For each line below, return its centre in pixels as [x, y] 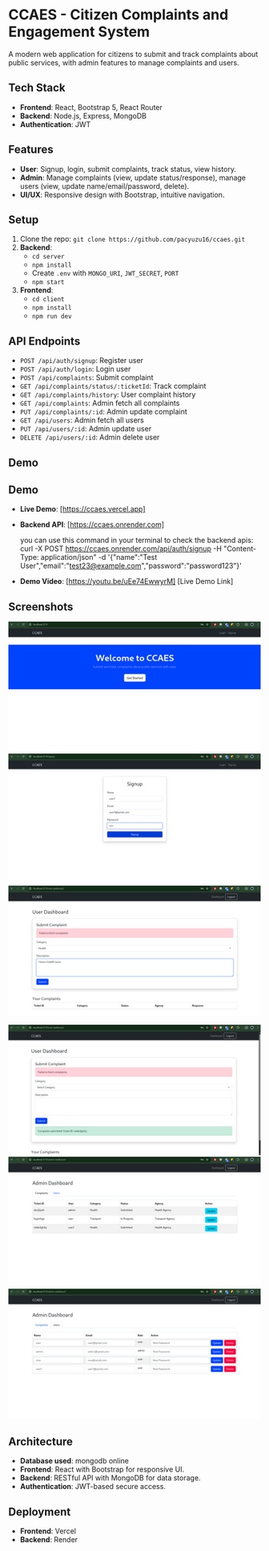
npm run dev [52, 316]
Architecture [41, 1441]
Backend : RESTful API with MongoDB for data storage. [110, 1478]
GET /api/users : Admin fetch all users [82, 420]
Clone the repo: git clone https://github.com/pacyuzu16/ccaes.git [132, 239]
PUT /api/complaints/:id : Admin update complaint [104, 412]
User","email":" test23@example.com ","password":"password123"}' [131, 566]
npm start [48, 283]
